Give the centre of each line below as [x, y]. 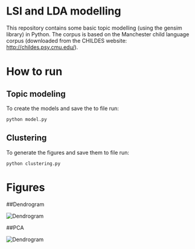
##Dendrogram [25, 204]
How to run [34, 72]
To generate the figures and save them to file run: [68, 152]
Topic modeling [36, 94]
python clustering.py [34, 163]
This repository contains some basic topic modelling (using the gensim [94, 28]
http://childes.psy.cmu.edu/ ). [42, 47]
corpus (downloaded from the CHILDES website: [67, 40]
